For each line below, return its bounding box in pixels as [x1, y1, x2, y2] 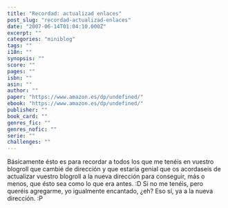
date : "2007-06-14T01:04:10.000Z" [7, 23, 107, 30]
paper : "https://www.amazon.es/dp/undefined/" [7, 94, 144, 101]
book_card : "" [7, 113, 48, 120]
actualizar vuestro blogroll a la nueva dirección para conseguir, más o [7, 172, 205, 180]
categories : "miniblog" [7, 36, 76, 43]
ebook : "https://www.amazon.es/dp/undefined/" [7, 100, 144, 107]
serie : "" [7, 132, 36, 139]
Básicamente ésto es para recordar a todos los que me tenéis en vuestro [7, 158, 214, 166]
